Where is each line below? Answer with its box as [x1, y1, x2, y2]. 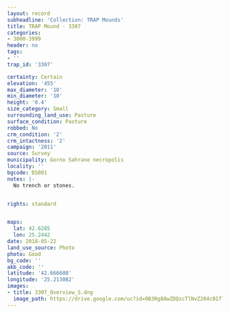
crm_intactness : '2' [7, 137, 66, 144]
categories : [7, 29, 41, 36]
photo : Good [7, 251, 41, 257]
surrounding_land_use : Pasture [7, 112, 97, 119]
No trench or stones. [13, 182, 75, 189]
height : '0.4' [7, 99, 48, 106]
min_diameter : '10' [7, 93, 63, 100]
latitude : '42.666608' [7, 270, 72, 277]
